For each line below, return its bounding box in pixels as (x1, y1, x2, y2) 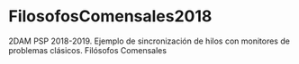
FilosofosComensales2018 (8, 6, 213, 27)
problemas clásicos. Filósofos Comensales (8, 44, 168, 55)
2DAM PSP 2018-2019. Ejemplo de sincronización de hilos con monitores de (8, 36, 290, 46)
